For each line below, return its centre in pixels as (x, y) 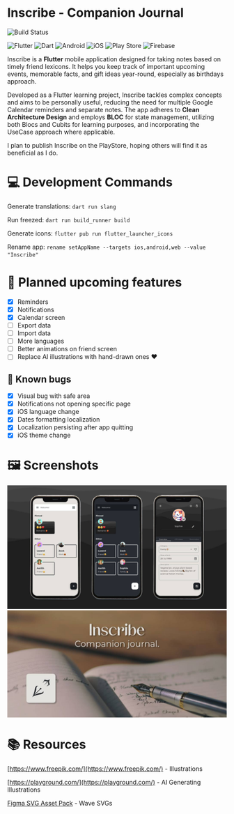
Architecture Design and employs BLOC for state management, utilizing (111, 117)
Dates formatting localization (58, 420)
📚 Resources (47, 745)
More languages (41, 341)
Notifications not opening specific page (74, 404)
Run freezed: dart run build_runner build (69, 220)
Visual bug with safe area (54, 396)
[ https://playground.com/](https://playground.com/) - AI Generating (104, 782)
